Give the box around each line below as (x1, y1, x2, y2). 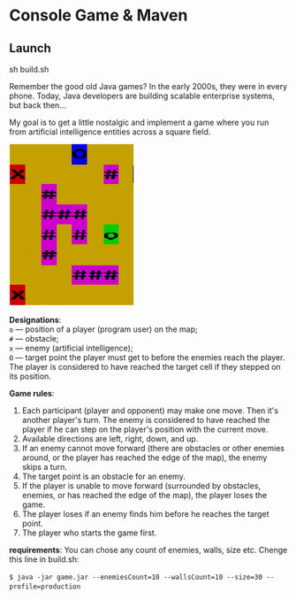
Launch (9, 41, 51, 56)
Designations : (9, 315, 62, 325)
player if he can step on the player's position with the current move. (21, 424, 269, 435)
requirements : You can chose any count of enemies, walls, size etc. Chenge (9, 545, 288, 555)
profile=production (9, 582, 81, 591)
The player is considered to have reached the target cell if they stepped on (9, 362, 281, 372)
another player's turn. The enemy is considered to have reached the (21, 415, 270, 425)
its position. (9, 371, 51, 381)
